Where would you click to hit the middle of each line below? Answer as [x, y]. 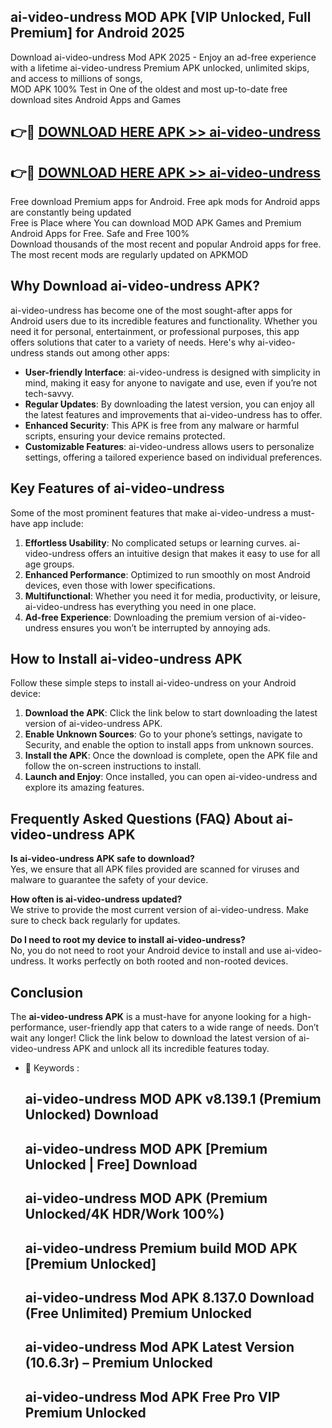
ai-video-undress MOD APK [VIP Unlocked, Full [161, 17]
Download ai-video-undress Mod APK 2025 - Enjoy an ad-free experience [163, 57]
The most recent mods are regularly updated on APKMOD [129, 255]
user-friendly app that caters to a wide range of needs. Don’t [194, 1027]
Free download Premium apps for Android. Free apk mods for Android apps [165, 202]
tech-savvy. [49, 393]
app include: [58, 523]
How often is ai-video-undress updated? [96, 899]
